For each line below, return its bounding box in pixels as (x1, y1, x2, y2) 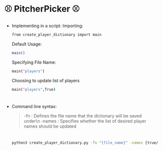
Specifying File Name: (11, 59, 57, 65)
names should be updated (23, 123, 77, 129)
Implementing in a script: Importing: (11, 22, 83, 29)
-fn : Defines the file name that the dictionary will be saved (23, 112, 142, 119)
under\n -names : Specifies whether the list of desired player (23, 118, 147, 124)
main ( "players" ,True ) (11, 87, 56, 92)
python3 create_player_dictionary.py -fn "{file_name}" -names (11, 140, 143, 145)
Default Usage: (11, 41, 42, 47)
